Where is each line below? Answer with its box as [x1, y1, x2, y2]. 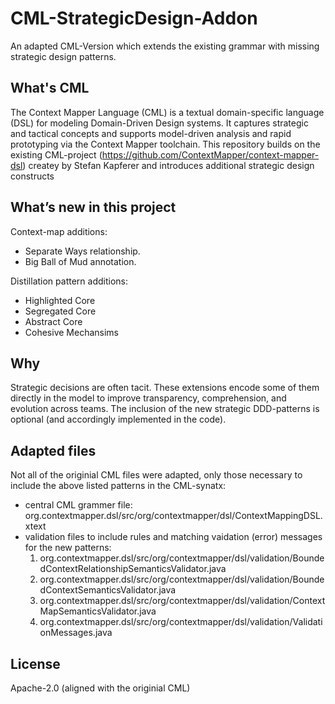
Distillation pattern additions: [10, 275, 128, 287]
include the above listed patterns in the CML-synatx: [10, 480, 227, 492]
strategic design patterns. [10, 50, 117, 62]
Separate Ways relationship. [24, 245, 141, 257]
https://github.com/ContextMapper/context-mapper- [101, 148, 320, 161]
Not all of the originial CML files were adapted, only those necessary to [10, 469, 303, 481]
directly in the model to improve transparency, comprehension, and [10, 392, 287, 404]
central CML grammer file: [24, 499, 133, 511]
